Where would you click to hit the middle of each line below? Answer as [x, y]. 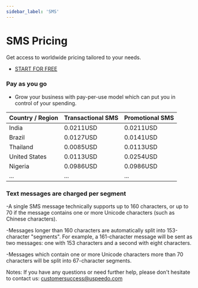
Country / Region [34, 118]
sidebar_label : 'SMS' [33, 12]
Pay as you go [27, 84]
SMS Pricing [37, 41]
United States [28, 156]
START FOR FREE [36, 69]
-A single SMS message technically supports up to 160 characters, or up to [98, 206]
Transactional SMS [91, 118]
